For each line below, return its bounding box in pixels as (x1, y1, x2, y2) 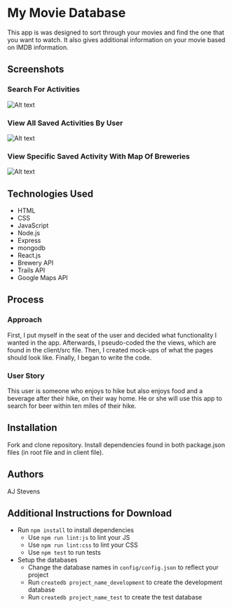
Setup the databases (17, 556, 78, 564)
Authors (7, 468, 44, 480)
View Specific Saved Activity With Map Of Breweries (7, 151, 191, 161)
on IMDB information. (7, 43, 69, 51)
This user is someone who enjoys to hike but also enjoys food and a (7, 387, 203, 395)
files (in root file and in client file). (7, 448, 104, 456)
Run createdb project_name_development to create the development (27, 578, 223, 587)
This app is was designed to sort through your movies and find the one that (7, 28, 224, 37)
